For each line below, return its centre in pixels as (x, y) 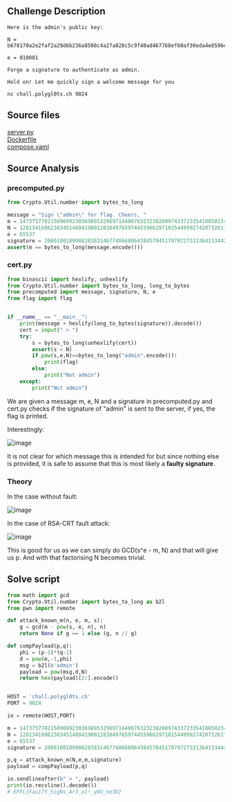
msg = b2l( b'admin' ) (49, 665)
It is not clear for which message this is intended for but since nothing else (113, 456)
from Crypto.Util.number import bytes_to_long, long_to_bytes (98, 286)
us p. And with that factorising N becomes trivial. (77, 558)
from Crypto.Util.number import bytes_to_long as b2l (86, 602)
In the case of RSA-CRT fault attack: (59, 524)
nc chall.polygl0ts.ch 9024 (48, 94)
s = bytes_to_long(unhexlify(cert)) (85, 343)
